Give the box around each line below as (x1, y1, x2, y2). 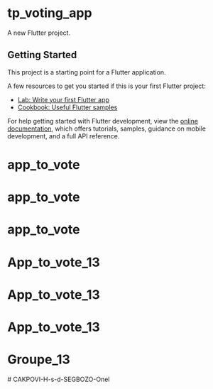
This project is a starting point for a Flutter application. (7, 67, 166, 76)
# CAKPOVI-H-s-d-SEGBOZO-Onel (7, 375, 110, 383)
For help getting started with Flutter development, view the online (7, 116, 199, 125)
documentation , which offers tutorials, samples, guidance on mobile (7, 124, 206, 133)
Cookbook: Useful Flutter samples (17, 103, 118, 111)
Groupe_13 (7, 351, 71, 368)
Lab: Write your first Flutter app (17, 95, 110, 104)
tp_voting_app (7, 5, 92, 21)
